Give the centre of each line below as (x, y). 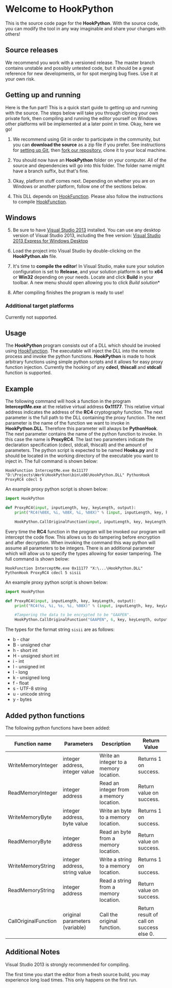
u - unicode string (32, 694)
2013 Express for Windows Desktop (50, 241)
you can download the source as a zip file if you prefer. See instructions (89, 145)
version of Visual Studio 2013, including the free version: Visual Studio (87, 235)
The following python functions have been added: (58, 728)
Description (116, 743)
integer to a (113, 762)
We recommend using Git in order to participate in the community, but (86, 139)
